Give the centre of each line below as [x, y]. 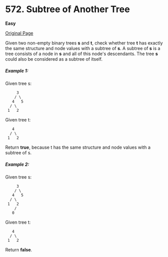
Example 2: [17, 164]
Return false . [19, 249]
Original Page [19, 33]
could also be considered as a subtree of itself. [54, 59]
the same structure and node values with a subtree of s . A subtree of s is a [83, 48]
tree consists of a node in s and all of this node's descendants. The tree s [81, 54]
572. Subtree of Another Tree [68, 9]
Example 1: [17, 71]
